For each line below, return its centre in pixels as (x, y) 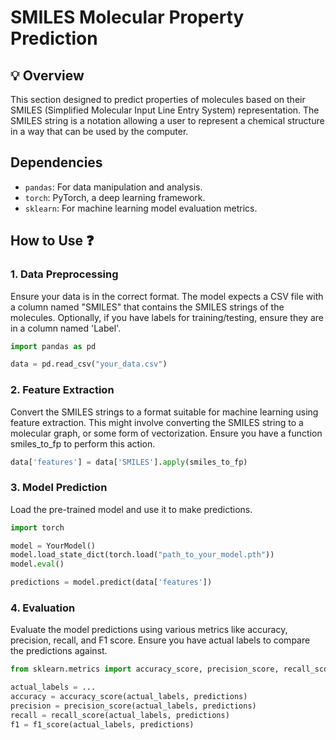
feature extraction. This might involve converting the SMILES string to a (157, 422)
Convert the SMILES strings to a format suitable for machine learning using (164, 412)
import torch (37, 527)
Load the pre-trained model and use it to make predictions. (131, 509)
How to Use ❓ (52, 241)
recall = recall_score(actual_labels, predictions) (120, 715)
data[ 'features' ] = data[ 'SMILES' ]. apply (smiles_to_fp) (129, 462)
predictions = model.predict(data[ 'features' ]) (111, 582)
